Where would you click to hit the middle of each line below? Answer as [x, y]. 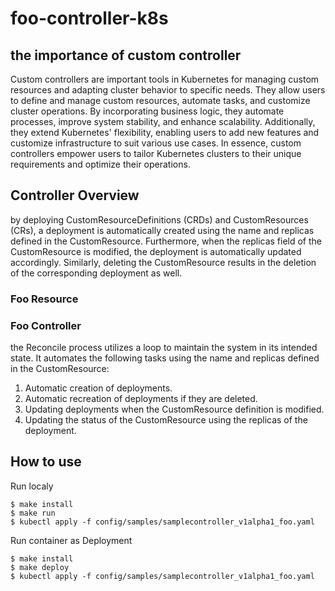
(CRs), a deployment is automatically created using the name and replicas [162, 230]
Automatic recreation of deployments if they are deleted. [141, 399]
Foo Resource [44, 299]
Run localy [32, 486]
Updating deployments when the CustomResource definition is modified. [174, 409]
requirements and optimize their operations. [100, 164]
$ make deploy [40, 567]
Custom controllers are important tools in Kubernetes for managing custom [165, 79]
